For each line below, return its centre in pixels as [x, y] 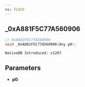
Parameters [23, 68]
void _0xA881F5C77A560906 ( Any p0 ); [41, 44]
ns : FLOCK [15, 9]
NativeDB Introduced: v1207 [33, 53]
